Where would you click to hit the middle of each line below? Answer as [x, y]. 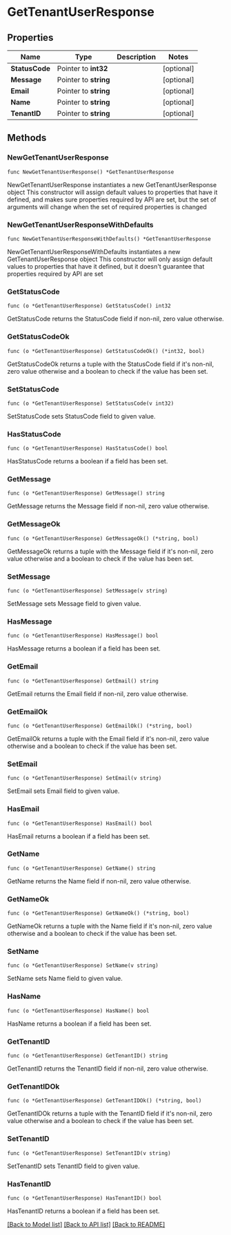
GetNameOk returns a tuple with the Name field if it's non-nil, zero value [110, 926]
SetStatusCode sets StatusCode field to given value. [81, 416]
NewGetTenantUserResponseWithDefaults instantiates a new [94, 251]
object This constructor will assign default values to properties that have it [112, 192]
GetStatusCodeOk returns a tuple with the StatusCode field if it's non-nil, [111, 364]
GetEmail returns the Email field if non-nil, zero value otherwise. [98, 693]
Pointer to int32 [82, 68]
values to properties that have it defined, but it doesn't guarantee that [106, 266]
